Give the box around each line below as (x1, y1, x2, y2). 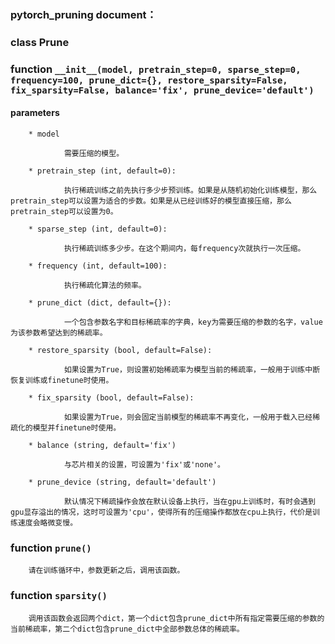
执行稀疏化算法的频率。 (63, 280, 147, 290)
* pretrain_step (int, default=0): (28, 166, 177, 176)
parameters (10, 107, 60, 119)
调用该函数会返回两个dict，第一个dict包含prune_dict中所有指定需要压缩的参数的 (28, 613, 325, 623)
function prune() (10, 541, 92, 555)
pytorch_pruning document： (10, 7, 157, 21)
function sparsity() (10, 589, 108, 603)
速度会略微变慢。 (17, 517, 78, 528)
